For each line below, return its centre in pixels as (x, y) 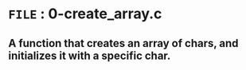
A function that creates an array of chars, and (123, 43)
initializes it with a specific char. (90, 55)
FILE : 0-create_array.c (85, 14)
